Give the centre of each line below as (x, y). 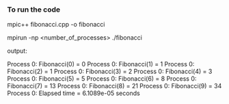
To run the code (34, 10)
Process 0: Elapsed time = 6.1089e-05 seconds (73, 93)
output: (17, 51)
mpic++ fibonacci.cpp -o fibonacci (56, 25)
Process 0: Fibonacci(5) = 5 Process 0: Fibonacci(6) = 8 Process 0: (102, 79)
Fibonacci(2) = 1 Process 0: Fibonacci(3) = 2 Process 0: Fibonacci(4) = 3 (110, 71)
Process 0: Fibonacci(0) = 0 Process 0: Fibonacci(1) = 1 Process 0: (101, 64)
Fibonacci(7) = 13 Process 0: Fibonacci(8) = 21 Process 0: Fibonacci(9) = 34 (114, 86)
